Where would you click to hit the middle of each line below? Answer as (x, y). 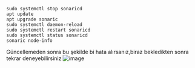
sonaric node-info (29, 41)
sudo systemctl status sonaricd (47, 35)
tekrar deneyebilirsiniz (34, 58)
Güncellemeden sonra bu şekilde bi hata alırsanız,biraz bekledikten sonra (97, 52)
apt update (20, 14)
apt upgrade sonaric (32, 19)
